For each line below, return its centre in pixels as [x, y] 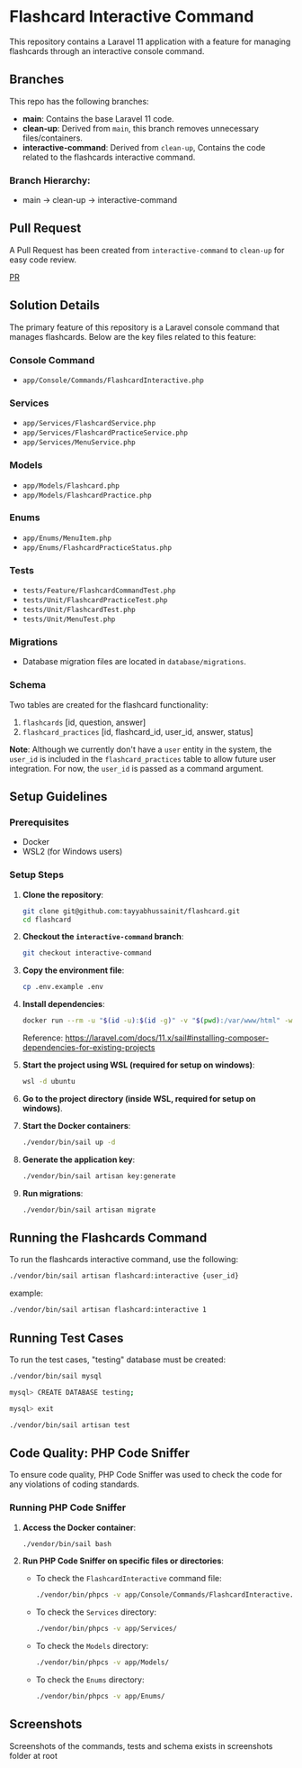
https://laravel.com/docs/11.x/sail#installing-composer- [167, 1038]
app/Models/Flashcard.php [71, 486]
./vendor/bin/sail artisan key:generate [99, 1176]
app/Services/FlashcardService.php [89, 424]
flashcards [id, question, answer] [84, 722]
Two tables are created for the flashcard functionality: [109, 704]
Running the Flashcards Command [108, 1238]
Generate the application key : [79, 1159]
